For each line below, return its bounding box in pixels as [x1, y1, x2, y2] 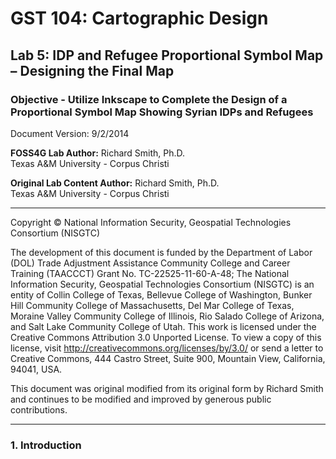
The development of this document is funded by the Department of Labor [10, 246, 313, 258]
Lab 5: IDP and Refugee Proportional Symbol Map [10, 47, 324, 64]
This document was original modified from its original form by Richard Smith [10, 382, 324, 394]
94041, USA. [10, 363, 63, 375]
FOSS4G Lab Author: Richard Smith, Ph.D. [10, 147, 186, 159]
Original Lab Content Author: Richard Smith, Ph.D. [10, 177, 220, 189]
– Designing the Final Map [10, 62, 175, 79]
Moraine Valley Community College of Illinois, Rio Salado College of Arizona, [10, 310, 325, 322]
